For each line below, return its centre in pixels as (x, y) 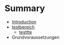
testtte (25, 32)
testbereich (23, 27)
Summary (25, 8)
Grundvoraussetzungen (35, 37)
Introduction (24, 22)
